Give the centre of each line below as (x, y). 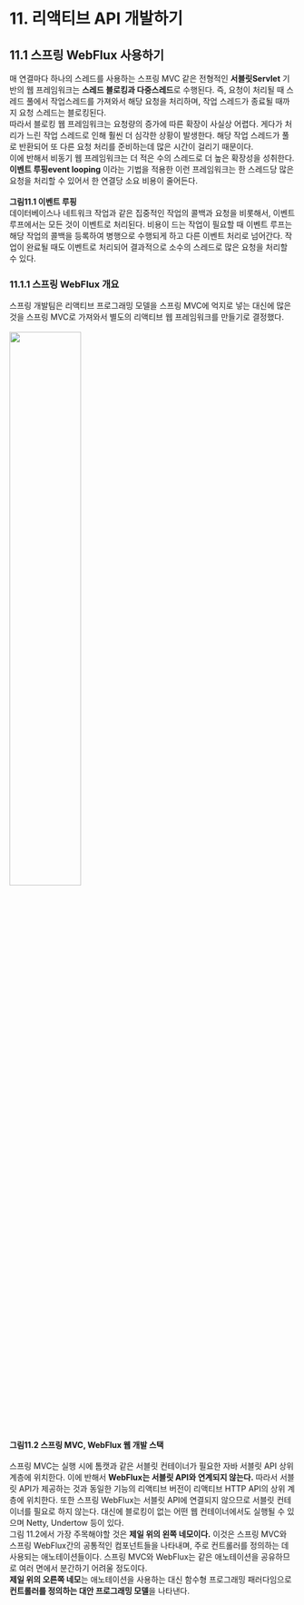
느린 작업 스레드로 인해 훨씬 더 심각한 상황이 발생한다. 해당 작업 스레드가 (153, 135)
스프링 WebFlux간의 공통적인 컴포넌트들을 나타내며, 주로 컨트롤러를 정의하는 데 (149, 1546)
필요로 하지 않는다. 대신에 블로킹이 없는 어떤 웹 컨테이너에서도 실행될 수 (159, 1511)
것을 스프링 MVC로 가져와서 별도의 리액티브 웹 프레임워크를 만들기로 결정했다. (147, 317)
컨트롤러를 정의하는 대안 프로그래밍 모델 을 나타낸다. (100, 1591)
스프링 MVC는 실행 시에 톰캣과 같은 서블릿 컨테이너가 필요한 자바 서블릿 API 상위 (152, 1466)
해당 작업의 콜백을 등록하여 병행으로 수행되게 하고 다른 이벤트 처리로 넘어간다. (146, 236)
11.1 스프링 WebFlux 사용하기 (87, 55)
